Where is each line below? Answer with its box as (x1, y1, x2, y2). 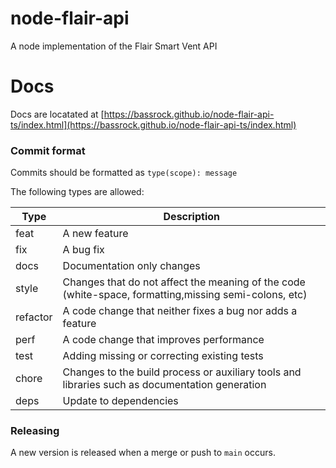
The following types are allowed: (10, 186, 145, 198)
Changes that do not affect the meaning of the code (62, 275, 306, 289)
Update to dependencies (62, 394, 179, 408)
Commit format (10, 143, 86, 157)
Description (163, 210, 220, 224)
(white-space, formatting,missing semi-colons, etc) (62, 288, 308, 302)
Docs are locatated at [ (10, 108, 105, 120)
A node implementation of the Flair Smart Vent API (10, 40, 218, 52)
